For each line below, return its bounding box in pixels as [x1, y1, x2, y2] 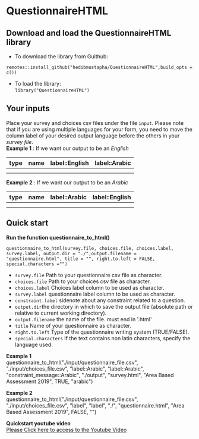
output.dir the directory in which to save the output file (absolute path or [14, 303, 193, 310]
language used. [14, 341, 53, 348]
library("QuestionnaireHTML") [14, 87, 90, 93]
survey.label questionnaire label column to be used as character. [14, 290, 175, 297]
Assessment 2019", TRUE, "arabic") [6, 378, 93, 385]
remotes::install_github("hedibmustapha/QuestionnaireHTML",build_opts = [6, 64, 193, 70]
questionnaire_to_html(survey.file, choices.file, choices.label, [6, 245, 174, 251]
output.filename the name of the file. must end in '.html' [14, 315, 152, 322]
